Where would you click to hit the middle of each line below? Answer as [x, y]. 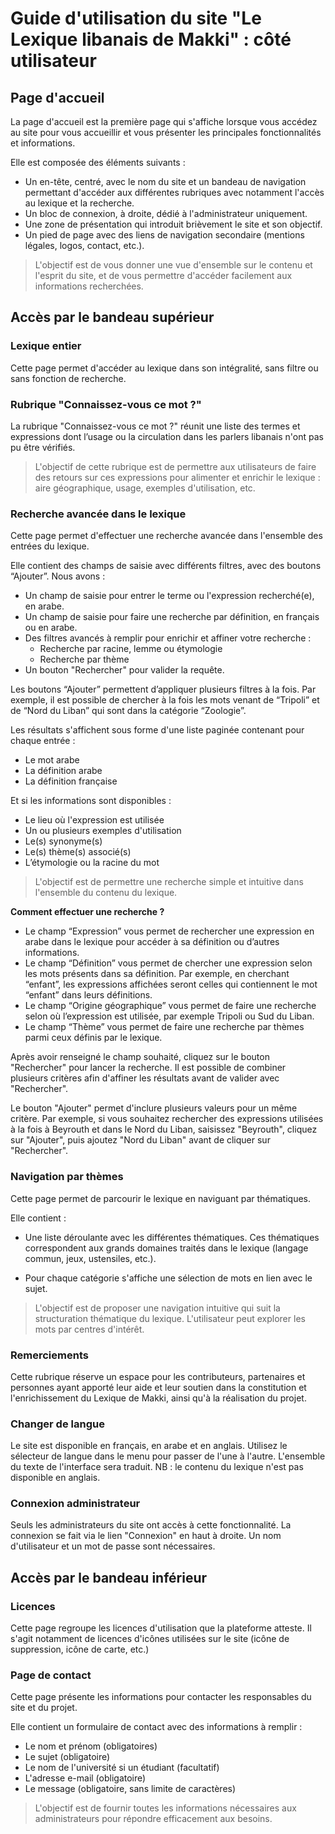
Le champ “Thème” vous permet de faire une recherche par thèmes [164, 1027]
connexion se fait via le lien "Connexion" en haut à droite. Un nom [146, 1536]
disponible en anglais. [55, 1478]
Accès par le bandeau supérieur [112, 317]
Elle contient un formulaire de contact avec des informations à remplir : [156, 1727]
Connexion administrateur [75, 1504]
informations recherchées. [89, 286]
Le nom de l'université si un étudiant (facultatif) [122, 1768]
